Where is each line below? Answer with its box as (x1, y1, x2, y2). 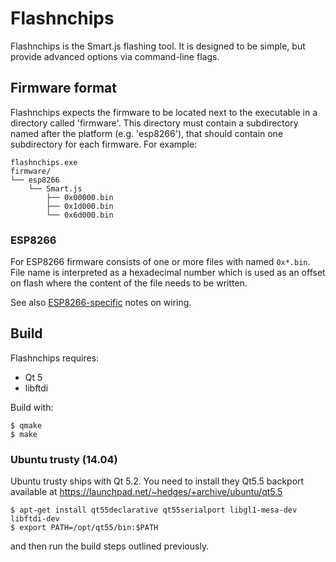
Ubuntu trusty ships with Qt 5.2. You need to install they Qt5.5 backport (10, 475, 305, 487)
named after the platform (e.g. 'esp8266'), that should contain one (10, 127, 284, 139)
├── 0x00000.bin (46, 192, 114, 202)
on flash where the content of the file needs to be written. (10, 277, 248, 289)
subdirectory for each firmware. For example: (10, 138, 198, 150)
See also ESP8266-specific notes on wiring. (10, 297, 192, 309)
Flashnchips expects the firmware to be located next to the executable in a (10, 106, 318, 118)
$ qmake (10, 420, 43, 431)
